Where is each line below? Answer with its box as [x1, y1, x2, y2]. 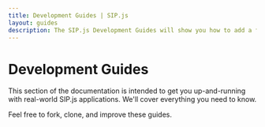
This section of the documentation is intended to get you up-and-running [8, 86, 246, 95]
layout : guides [8, 19, 58, 27]
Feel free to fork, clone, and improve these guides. [8, 110, 172, 119]
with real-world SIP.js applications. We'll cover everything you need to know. [8, 95, 257, 104]
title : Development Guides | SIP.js [8, 11, 129, 20]
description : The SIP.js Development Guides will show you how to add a [8, 26, 252, 34]
